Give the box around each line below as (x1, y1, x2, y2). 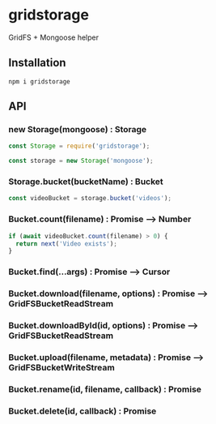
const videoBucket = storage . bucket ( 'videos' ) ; (8, 195, 172, 203)
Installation (8, 56, 66, 70)
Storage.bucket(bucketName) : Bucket (8, 176, 163, 187)
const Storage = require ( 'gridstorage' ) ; (8, 142, 150, 151)
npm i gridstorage (8, 77, 70, 86)
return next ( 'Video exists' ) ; (15, 239, 117, 248)
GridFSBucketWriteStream (8, 362, 115, 373)
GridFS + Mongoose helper (8, 32, 100, 42)
